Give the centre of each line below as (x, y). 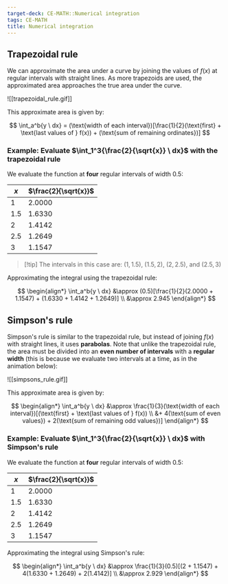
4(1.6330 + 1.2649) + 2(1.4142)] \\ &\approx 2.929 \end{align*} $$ (115, 573)
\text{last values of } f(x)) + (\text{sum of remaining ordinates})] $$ (115, 133)
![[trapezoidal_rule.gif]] (39, 99)
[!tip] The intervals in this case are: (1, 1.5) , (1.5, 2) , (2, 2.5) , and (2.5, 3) (123, 264)
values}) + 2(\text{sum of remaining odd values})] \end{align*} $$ (115, 421)
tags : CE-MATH (27, 20)
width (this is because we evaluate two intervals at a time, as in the (102, 359)
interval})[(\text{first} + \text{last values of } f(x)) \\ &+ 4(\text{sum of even (115, 413)
